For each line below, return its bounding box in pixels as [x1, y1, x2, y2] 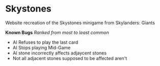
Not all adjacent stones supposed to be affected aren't [12, 55, 127, 61]
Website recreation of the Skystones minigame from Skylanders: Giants [5, 20, 155, 26]
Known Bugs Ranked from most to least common [5, 29, 110, 35]
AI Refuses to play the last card [12, 39, 78, 45]
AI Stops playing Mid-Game [12, 44, 71, 50]
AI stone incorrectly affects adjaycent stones [12, 50, 107, 56]
